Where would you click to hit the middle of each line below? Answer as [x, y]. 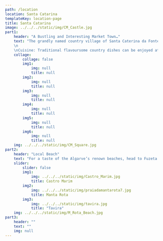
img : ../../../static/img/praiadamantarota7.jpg [81, 190]
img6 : [28, 132]
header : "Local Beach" [37, 154]
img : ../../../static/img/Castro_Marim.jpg [75, 177]
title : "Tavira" [47, 208]
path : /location [21, 9]
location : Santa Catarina [31, 14]
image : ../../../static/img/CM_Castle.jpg [49, 28]
